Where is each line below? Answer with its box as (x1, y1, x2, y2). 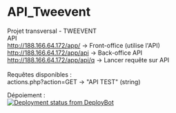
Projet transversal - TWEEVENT (7, 27, 97, 35)
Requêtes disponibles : (7, 70, 72, 79)
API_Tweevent (7, 4, 91, 20)
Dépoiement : (7, 90, 46, 99)
